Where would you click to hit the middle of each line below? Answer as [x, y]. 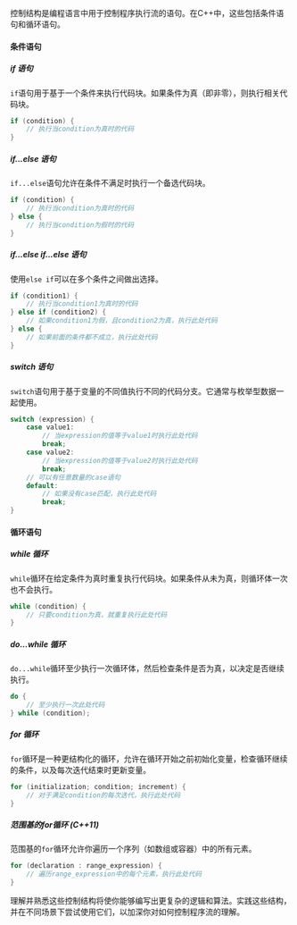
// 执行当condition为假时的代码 [80, 225]
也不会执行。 [33, 589]
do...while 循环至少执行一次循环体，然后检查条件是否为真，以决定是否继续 [147, 669]
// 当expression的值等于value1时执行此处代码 [120, 436]
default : [42, 485]
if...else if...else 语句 [49, 255]
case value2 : [50, 453]
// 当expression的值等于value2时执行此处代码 [120, 460]
